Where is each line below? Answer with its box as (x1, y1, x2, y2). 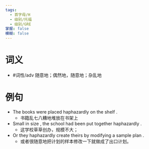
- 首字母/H (10, 12, 30, 17)
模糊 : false (5, 31, 29, 36)
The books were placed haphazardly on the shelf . (12, 108, 118, 115)
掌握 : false (5, 26, 29, 31)
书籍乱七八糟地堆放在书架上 (20, 115, 79, 121)
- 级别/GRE (10, 21, 31, 27)
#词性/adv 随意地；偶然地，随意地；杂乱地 (12, 72, 102, 78)
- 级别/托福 (10, 17, 32, 22)
